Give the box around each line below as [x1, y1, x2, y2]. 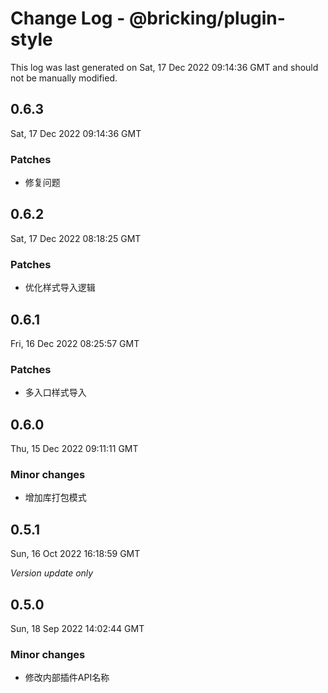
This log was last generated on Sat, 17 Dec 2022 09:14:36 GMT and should [10, 61, 319, 73]
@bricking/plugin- [128, 7, 286, 30]
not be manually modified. [10, 72, 118, 84]
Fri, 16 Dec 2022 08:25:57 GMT [10, 337, 140, 349]
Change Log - [10, 7, 126, 30]
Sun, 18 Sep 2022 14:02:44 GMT [10, 623, 145, 634]
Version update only [10, 567, 94, 579]
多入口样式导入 [24, 387, 87, 399]
